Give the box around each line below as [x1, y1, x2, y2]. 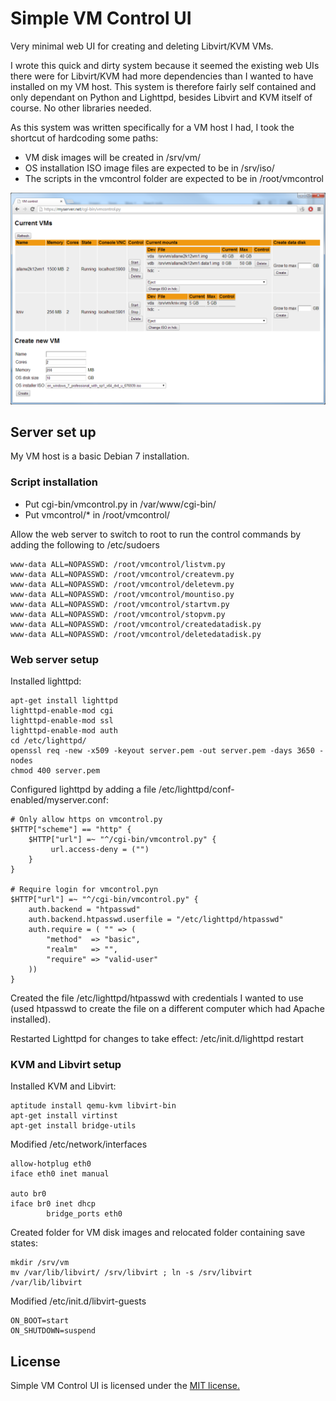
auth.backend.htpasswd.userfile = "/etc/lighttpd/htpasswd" [28, 914, 284, 924]
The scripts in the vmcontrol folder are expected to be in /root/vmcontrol [24, 172, 325, 184]
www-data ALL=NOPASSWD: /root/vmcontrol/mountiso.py [10, 589, 235, 599]
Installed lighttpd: [10, 675, 82, 687]
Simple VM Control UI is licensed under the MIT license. [10, 1380, 240, 1392]
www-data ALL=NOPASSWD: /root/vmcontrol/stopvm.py [10, 609, 226, 619]
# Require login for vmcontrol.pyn [10, 884, 159, 894]
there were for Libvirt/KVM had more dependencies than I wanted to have [10, 70, 314, 82]
